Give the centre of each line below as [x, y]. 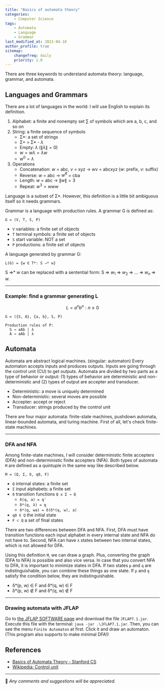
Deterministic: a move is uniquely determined [58, 391]
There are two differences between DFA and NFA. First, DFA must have [77, 530]
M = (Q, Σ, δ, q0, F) [27, 474]
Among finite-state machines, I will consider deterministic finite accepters [80, 455]
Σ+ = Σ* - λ [31, 142]
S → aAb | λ [22, 329]
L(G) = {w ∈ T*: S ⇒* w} [30, 263]
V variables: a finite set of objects [46, 229]
